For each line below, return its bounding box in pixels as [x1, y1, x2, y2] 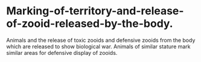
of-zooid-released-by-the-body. [6, 17, 173, 30]
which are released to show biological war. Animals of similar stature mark [6, 43, 191, 50]
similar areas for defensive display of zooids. [6, 49, 118, 56]
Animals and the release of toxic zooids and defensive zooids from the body [6, 36, 196, 44]
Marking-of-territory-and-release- [6, 4, 184, 18]
